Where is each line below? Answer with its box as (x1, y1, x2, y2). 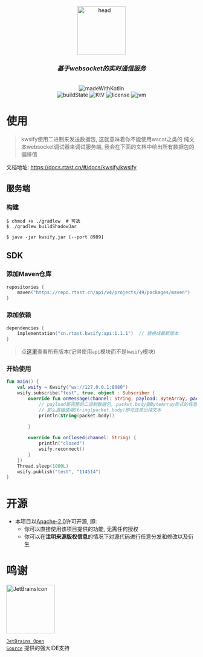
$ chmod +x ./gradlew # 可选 (6, 218, 80, 224)
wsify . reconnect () (38, 446, 85, 453)
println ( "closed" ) (38, 440, 85, 446)
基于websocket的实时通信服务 (57, 64, 146, 72)
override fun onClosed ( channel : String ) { (28, 435, 137, 441)
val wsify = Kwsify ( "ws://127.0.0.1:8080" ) (17, 385, 129, 391)
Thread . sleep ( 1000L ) (17, 463, 69, 469)
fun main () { (6, 379, 39, 385)
